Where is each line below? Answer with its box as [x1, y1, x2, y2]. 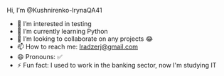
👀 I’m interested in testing [16, 20, 92, 27]
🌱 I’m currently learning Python [16, 27, 108, 35]
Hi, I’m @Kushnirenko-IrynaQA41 [6, 6, 102, 14]
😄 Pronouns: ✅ [16, 53, 63, 61]
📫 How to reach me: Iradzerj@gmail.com [16, 42, 139, 51]
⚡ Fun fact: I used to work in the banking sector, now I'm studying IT [16, 61, 217, 69]
